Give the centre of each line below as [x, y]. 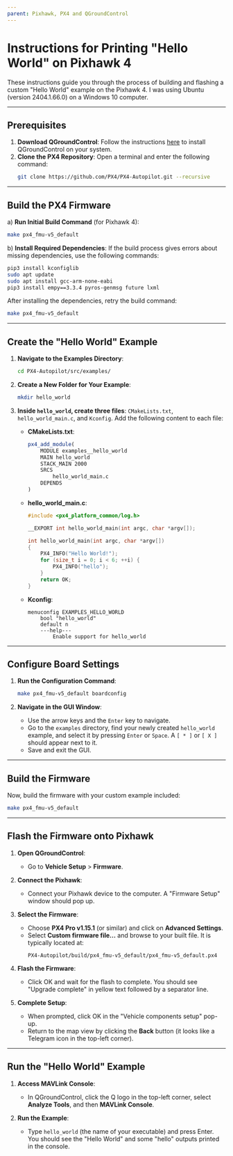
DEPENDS [51, 483]
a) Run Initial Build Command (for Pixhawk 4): [74, 222]
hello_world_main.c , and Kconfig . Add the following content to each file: [120, 418]
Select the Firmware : [48, 914]
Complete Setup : [42, 1002]
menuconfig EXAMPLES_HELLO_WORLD [76, 612]
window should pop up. [61, 901]
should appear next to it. [62, 743]
